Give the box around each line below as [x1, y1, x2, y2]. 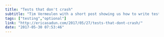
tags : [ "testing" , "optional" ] [5, 16, 67, 21]
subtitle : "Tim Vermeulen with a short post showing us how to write [5, 12, 150, 16]
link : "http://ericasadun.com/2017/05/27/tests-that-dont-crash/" [5, 20, 143, 25]
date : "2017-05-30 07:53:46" [5, 25, 64, 30]
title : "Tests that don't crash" [5, 7, 73, 12]
